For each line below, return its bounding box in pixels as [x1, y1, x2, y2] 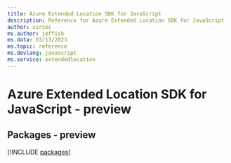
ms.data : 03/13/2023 [7, 37, 68, 44]
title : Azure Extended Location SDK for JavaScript [7, 10, 161, 18]
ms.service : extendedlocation [7, 56, 96, 63]
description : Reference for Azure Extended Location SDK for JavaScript [7, 17, 225, 24]
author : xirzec [7, 23, 52, 30]
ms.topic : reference [7, 43, 68, 50]
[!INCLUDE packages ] [7, 148, 71, 156]
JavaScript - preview [7, 101, 132, 117]
